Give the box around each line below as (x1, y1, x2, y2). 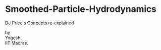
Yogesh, (5, 35, 22, 41)
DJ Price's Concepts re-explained (5, 20, 74, 26)
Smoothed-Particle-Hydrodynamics (5, 3, 157, 15)
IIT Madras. (5, 40, 29, 46)
